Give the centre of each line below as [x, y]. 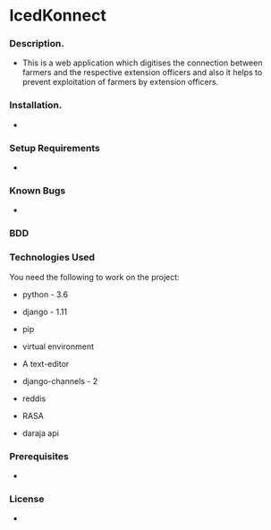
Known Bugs [38, 191]
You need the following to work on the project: [95, 277]
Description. [37, 44]
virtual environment [58, 346]
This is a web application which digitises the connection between [142, 63]
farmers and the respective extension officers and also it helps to [142, 73]
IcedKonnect [58, 16]
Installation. [36, 106]
